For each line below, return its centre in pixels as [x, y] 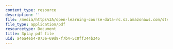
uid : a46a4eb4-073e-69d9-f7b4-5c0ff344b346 [53, 39]
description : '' [23, 15]
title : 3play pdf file [30, 34]
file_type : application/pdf [36, 24]
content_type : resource [31, 10]
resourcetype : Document [31, 29]
